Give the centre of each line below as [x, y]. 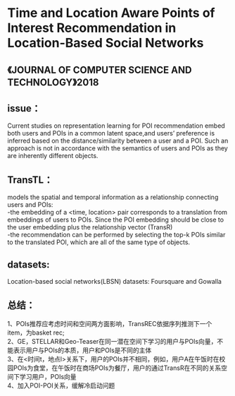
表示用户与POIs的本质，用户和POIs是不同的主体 [82, 350]
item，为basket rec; [36, 332]
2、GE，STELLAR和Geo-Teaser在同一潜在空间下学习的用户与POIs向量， [112, 341]
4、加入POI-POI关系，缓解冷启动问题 [61, 385]
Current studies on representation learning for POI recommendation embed [116, 126]
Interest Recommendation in [92, 28]
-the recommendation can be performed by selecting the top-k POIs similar [116, 235]
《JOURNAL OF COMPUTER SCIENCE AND [100, 70]
